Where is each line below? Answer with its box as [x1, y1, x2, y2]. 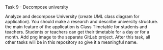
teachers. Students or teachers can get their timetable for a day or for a [5, 29, 150, 34]
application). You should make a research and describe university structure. [5, 19, 159, 24]
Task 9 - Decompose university [5, 4, 69, 10]
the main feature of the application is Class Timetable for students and [5, 24, 147, 30]
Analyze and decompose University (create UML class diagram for [5, 14, 140, 19]
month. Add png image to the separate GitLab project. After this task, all [5, 34, 151, 40]
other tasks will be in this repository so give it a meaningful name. [5, 39, 138, 45]
